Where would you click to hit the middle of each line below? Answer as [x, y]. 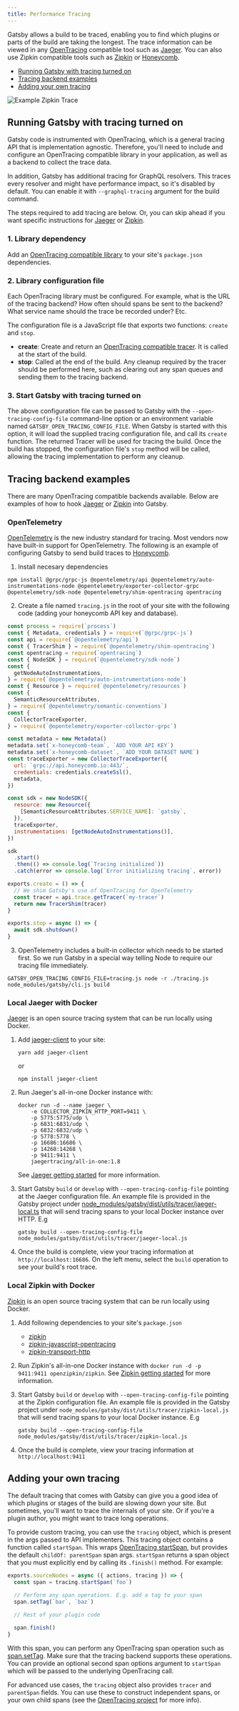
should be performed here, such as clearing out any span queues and [120, 369]
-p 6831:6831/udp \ [60, 1124]
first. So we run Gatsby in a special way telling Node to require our [115, 958]
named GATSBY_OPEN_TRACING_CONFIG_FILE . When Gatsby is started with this [117, 426]
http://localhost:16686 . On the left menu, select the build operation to [123, 1259]
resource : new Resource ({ [52, 805]
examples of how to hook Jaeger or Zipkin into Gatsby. [88, 504]
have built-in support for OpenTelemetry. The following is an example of [113, 545]
